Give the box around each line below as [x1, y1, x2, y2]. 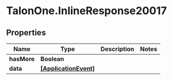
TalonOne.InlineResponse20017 [6, 4, 167, 18]
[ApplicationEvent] [40, 65, 95, 72]
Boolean [40, 55, 65, 63]
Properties [6, 28, 46, 38]
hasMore [9, 55, 35, 63]
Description [100, 45, 134, 53]
